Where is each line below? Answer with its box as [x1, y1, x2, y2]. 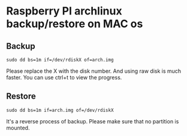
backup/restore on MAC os [6, 17, 143, 31]
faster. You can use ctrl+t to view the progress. [6, 74, 122, 81]
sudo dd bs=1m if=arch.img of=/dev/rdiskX [6, 107, 114, 113]
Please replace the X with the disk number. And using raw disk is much [6, 67, 182, 75]
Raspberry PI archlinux [6, 4, 122, 18]
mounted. [6, 124, 30, 131]
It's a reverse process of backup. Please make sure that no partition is [6, 117, 179, 125]
